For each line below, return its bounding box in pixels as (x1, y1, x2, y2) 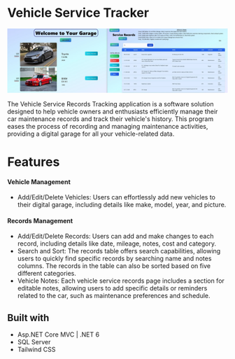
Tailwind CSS (17, 345, 56, 354)
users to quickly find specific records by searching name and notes (17, 254, 212, 263)
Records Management (7, 216, 73, 225)
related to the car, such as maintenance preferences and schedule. (17, 292, 211, 300)
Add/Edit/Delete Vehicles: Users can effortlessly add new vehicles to (17, 193, 215, 202)
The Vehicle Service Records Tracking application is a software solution (7, 99, 214, 108)
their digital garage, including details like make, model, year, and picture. (17, 201, 227, 209)
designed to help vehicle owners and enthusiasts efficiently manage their (7, 107, 218, 115)
